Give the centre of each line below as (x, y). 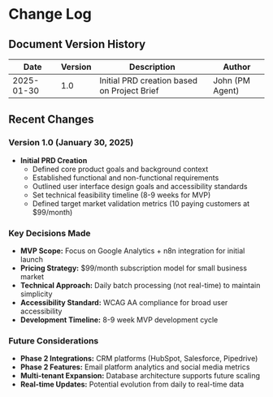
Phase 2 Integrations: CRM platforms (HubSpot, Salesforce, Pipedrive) (139, 359)
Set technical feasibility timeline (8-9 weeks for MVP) (121, 195)
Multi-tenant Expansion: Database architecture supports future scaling (140, 376)
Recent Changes (52, 120)
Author (237, 67)
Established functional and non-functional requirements (126, 177)
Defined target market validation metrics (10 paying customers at (141, 203)
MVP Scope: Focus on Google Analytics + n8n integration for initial (132, 250)
